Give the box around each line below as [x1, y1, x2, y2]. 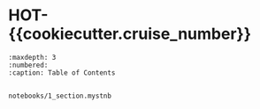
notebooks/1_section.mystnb [8, 91, 112, 100]
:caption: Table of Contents [8, 68, 116, 77]
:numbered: [8, 61, 49, 69]
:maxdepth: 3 [8, 53, 57, 62]
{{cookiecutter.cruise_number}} [8, 24, 252, 44]
